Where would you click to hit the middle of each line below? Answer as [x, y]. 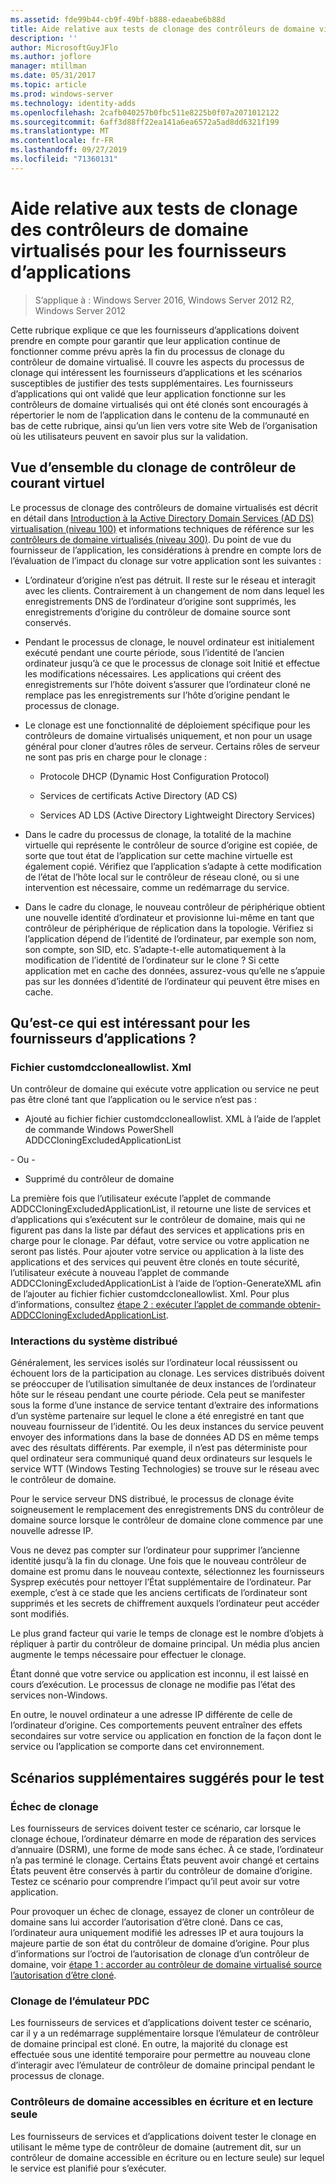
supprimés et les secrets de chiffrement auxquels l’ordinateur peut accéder [165, 1603]
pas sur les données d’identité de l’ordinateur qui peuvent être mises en [172, 981]
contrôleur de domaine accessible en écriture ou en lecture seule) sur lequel [167, 2157]
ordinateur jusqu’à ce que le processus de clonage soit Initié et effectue [172, 663]
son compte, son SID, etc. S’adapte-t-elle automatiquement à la [155, 949]
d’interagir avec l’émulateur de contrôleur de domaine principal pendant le [162, 2065]
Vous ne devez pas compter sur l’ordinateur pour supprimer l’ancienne [155, 1550]
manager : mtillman [48, 66]
